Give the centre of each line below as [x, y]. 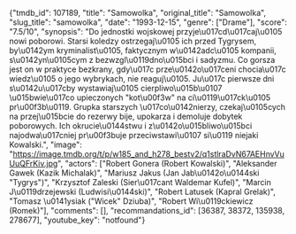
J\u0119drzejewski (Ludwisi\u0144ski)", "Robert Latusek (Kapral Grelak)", [143, 191]
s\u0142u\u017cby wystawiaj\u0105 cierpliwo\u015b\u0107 [116, 88]
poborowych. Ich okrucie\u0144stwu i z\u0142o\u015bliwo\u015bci [131, 126]
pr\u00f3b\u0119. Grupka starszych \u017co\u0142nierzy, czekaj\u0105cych [147, 107]
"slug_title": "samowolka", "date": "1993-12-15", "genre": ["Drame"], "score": [148, 22]
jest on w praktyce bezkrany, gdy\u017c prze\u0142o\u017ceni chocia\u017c [148, 69]
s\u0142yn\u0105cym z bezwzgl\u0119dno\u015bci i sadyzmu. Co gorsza [142, 60]
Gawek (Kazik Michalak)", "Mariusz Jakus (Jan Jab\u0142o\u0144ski [134, 173]
